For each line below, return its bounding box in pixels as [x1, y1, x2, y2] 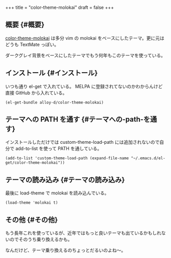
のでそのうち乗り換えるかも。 [9, 236, 72, 243]
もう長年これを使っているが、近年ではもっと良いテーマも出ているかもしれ [5, 230, 162, 236]
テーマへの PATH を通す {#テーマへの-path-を [5, 115, 151, 124]
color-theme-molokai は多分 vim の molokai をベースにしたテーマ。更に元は [5, 35, 165, 41]
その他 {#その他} [5, 215, 58, 224]
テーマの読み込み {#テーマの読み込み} [5, 175, 125, 184]
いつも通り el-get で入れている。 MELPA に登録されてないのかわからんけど [5, 83, 163, 89]
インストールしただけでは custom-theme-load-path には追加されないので [5, 139, 160, 145]
